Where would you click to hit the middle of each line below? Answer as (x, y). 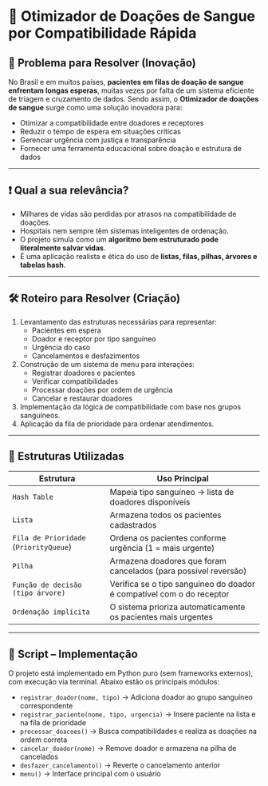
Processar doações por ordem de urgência (102, 389)
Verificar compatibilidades (75, 381)
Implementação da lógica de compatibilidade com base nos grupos (130, 406)
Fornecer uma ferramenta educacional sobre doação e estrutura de (130, 148)
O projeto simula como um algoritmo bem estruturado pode (119, 239)
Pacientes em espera (66, 330)
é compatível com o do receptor (169, 594)
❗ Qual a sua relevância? (69, 191)
